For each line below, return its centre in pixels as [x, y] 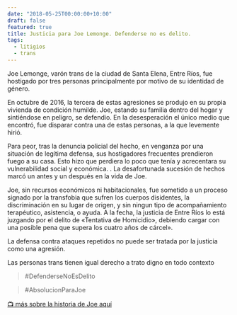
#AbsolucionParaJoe [55, 290]
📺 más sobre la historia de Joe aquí [59, 304]
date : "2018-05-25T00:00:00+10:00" [60, 14]
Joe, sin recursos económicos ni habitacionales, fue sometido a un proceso [117, 190]
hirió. [15, 132]
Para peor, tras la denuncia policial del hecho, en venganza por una [105, 146]
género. [19, 88]
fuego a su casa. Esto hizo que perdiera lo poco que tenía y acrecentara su [117, 161]
